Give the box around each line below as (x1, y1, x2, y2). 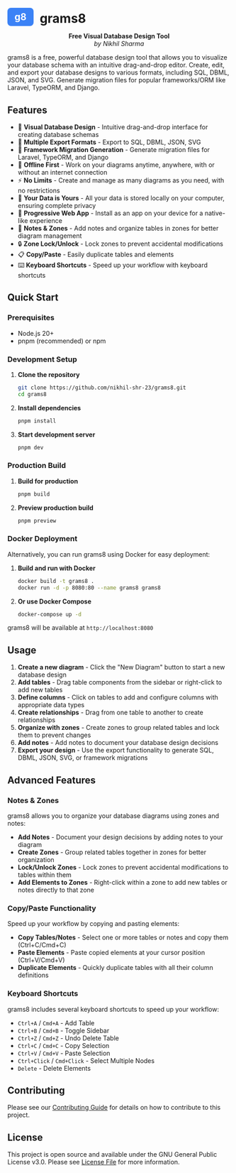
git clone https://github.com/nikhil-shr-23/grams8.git (17, 384, 186, 391)
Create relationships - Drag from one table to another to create (17, 708, 203, 717)
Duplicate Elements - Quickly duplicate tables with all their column (17, 964, 214, 972)
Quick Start (7, 292, 59, 304)
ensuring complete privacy (17, 201, 96, 209)
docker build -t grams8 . (17, 577, 94, 584)
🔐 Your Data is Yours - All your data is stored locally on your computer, (17, 193, 225, 202)
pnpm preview (17, 517, 57, 524)
